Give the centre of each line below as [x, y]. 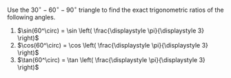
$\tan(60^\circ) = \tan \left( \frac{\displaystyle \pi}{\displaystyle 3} [111, 59]
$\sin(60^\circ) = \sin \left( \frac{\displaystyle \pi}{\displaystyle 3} [111, 30]
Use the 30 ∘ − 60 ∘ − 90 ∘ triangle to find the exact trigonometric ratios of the [115, 9]
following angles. [31, 17]
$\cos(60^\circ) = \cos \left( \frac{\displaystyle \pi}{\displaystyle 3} [113, 45]
